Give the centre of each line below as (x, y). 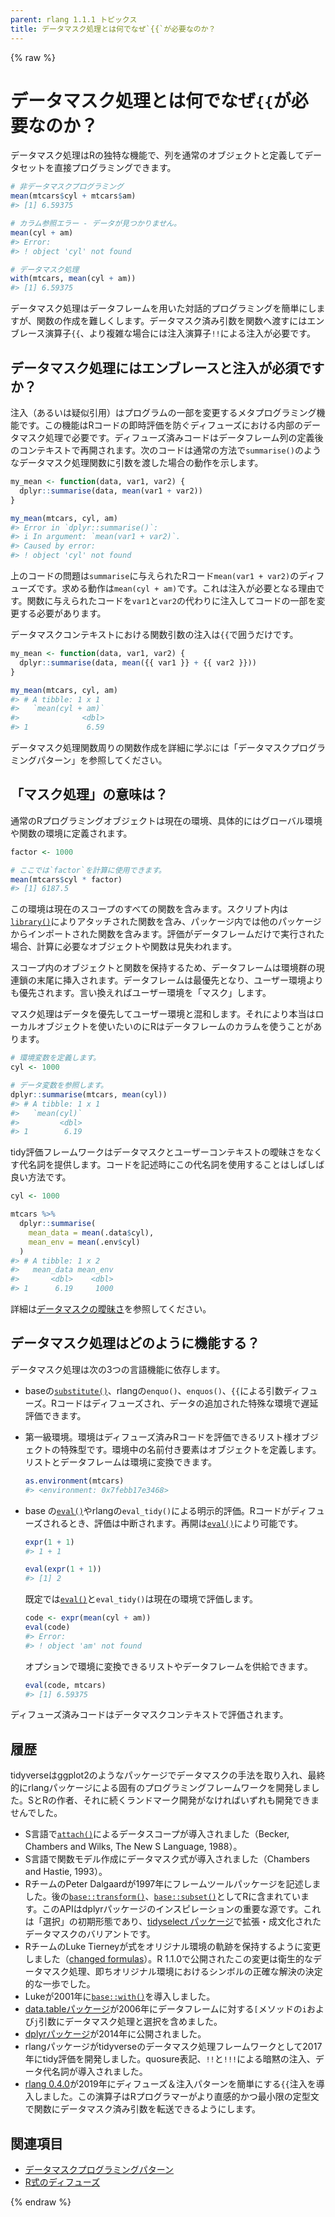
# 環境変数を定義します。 (55, 1058)
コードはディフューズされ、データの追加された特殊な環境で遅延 (187, 1403)
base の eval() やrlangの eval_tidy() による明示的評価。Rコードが (157, 1510)
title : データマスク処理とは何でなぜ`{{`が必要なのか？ (113, 29)
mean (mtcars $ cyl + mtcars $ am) (73, 196)
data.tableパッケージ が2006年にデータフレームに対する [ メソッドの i (165, 2009)
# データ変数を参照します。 (59, 1086)
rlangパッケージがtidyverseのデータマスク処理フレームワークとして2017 (173, 2047)
